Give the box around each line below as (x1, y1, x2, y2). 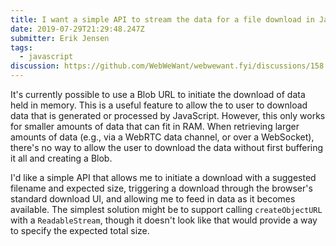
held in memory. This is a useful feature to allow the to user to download (10, 99, 308, 111)
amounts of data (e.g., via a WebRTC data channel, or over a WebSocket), (10, 131, 315, 143)
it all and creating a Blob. (10, 152, 113, 164)
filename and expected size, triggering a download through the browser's (10, 182, 313, 194)
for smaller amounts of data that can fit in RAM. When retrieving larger (10, 121, 300, 132)
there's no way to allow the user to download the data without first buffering (10, 142, 324, 153)
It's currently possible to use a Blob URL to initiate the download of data (10, 89, 306, 100)
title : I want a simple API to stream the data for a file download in (10, 14, 315, 25)
